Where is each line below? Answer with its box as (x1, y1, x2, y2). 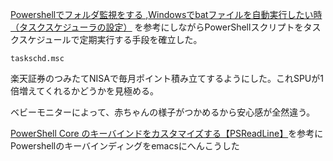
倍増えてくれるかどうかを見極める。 (10, 85, 159, 97)
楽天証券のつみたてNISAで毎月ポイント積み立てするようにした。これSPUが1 (10, 73, 324, 84)
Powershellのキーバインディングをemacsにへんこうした (10, 140, 240, 152)
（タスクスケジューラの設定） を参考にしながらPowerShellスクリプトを (10, 21, 304, 33)
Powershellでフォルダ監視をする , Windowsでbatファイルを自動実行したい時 (10, 9, 323, 20)
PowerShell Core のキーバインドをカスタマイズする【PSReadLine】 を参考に (10, 128, 324, 139)
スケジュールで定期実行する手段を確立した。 (18, 34, 203, 45)
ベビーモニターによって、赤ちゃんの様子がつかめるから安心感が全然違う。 (10, 106, 316, 118)
